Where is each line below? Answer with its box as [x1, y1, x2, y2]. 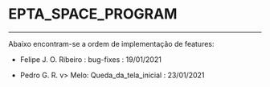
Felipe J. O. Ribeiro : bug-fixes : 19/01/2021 [19, 54, 162, 64]
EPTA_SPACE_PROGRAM [8, 5, 178, 23]
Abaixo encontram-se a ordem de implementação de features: [8, 39, 215, 48]
